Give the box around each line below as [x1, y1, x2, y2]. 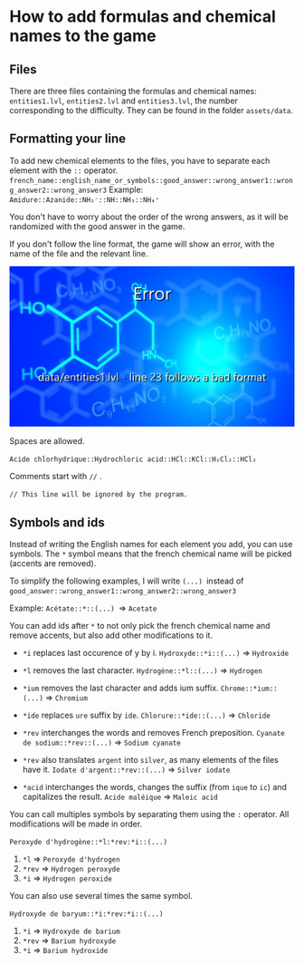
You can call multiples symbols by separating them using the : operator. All [9, 809, 290, 820]
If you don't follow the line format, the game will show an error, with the [9, 238, 275, 249]
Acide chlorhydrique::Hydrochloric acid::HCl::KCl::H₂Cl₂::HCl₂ [9, 455, 257, 464]
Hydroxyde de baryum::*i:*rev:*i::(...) [9, 910, 165, 919]
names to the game [9, 25, 157, 46]
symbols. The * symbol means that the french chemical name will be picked [9, 548, 292, 559]
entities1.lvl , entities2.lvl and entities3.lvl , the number [9, 95, 238, 106]
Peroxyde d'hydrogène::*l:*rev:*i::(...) [9, 838, 168, 847]
